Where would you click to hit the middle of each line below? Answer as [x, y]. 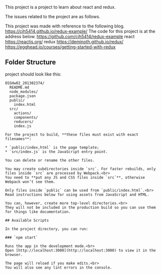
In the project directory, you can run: [47, 229]
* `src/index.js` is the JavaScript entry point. [57, 151]
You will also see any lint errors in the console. [59, 267]
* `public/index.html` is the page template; [52, 147]
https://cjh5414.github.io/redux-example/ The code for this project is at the [80, 31]
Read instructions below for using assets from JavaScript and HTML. [77, 195]
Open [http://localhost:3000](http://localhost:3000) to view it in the [80, 250]
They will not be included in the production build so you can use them [80, 207]
